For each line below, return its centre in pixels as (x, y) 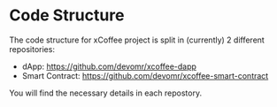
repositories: (32, 49)
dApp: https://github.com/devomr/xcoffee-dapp (109, 66)
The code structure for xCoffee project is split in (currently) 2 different (137, 40)
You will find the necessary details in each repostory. (105, 93)
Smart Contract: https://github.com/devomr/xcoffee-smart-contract (145, 75)
